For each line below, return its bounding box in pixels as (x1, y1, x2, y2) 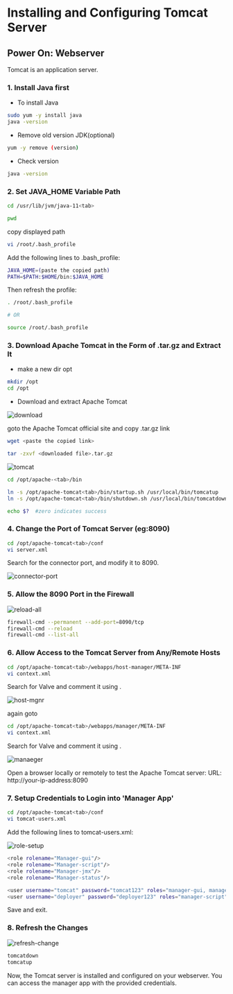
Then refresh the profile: (7, 286, 77, 294)
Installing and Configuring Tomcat (7, 5, 208, 21)
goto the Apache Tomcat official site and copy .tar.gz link (7, 424, 171, 433)
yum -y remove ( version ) (7, 144, 79, 152)
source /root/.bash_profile (7, 324, 89, 331)
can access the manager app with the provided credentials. (7, 979, 177, 987)
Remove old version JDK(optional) (17, 131, 115, 139)
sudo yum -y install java (7, 112, 82, 119)
